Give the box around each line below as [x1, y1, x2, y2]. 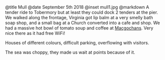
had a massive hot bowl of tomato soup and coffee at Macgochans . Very [5, 25, 154, 31]
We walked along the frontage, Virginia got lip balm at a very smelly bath [5, 15, 154, 20]
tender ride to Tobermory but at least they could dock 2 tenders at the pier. [5, 9, 159, 15]
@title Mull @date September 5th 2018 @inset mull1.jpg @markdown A [5, 4, 150, 10]
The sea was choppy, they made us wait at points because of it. [5, 49, 135, 55]
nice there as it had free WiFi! [5, 30, 65, 36]
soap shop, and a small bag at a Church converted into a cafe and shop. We [5, 20, 160, 26]
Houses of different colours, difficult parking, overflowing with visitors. [5, 40, 150, 46]
